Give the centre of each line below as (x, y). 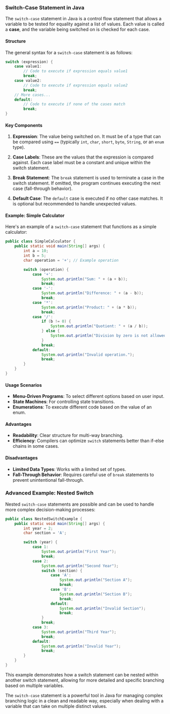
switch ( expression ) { (29, 62)
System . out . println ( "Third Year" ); (79, 632)
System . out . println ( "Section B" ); (96, 594)
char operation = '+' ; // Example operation (71, 260)
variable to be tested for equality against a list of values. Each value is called (85, 24)
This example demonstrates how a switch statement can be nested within (82, 674)
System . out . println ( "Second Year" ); (80, 566)
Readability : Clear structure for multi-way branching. (68, 436)
